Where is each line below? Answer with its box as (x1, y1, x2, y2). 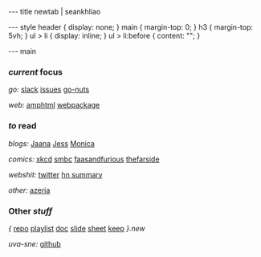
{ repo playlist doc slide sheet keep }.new (8, 223, 146, 233)
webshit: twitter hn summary (8, 169, 103, 179)
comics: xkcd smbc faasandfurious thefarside (8, 154, 160, 164)
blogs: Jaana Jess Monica (8, 138, 95, 148)
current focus (8, 66, 63, 77)
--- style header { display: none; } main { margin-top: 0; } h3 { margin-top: (8, 22, 254, 31)
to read (8, 120, 37, 132)
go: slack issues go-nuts (8, 84, 90, 95)
